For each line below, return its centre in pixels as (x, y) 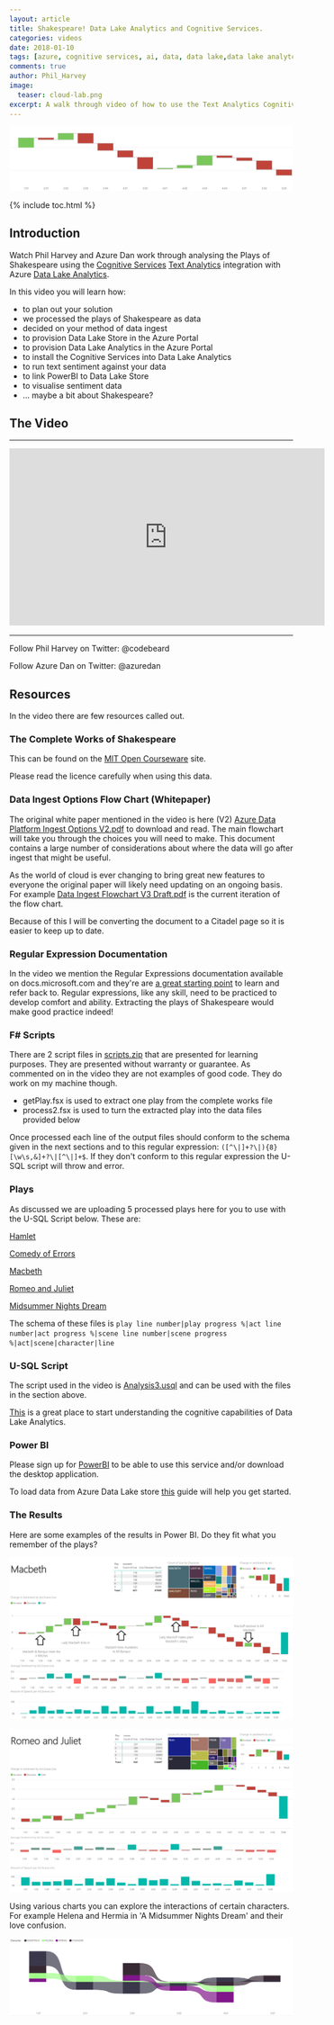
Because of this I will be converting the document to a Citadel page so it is (147, 921)
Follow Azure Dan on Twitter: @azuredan (85, 666)
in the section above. (48, 1394)
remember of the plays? (54, 1544)
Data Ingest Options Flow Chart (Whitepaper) (110, 799)
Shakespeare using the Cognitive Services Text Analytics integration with (145, 265)
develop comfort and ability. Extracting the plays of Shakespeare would (142, 1003)
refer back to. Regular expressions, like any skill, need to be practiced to (143, 993)
